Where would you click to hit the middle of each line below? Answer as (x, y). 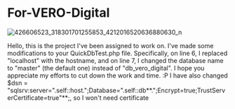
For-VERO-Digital (59, 13)
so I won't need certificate (111, 97)
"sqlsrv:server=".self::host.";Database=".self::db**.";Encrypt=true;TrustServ (116, 90)
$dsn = (18, 82)
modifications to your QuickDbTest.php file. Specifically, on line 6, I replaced (117, 53)
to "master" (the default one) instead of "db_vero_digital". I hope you (106, 68)
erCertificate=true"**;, (40, 97)
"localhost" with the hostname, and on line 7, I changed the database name (115, 60)
